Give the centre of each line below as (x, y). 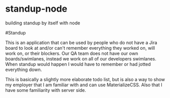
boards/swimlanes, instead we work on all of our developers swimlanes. (81, 58)
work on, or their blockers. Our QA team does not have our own (72, 53)
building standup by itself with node (43, 23)
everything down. (24, 70)
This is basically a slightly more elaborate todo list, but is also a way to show (85, 79)
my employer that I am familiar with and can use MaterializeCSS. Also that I (84, 85)
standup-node (36, 9)
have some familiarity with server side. (46, 90)
